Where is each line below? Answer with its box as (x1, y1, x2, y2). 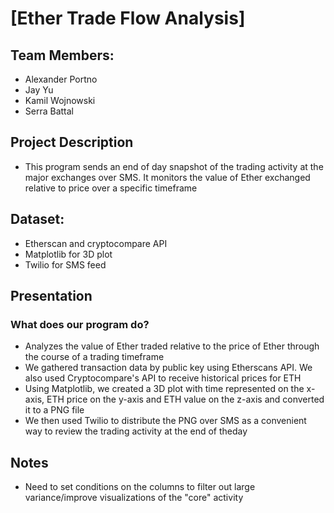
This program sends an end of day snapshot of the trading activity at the (24, 160, 324, 172)
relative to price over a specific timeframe (24, 182, 198, 194)
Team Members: (10, 47, 115, 64)
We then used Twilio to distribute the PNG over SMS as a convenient (24, 415, 307, 427)
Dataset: (10, 211, 65, 228)
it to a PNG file (24, 404, 85, 416)
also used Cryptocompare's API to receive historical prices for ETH (24, 372, 302, 384)
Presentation (10, 288, 93, 305)
